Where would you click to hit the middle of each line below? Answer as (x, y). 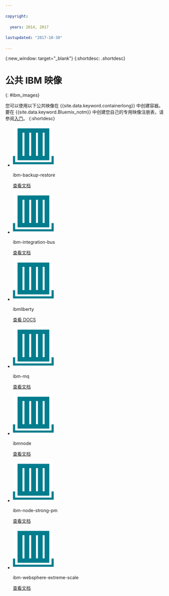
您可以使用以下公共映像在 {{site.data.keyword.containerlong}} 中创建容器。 (84, 105)
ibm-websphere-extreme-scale (46, 577)
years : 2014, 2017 (30, 27)
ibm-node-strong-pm (35, 510)
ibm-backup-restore (34, 175)
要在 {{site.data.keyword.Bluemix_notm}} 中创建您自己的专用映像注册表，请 (84, 112)
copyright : (17, 16)
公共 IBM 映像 (34, 81)
